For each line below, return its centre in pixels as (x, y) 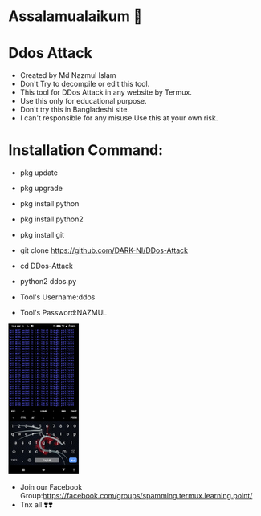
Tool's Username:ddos (57, 297)
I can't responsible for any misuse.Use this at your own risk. (119, 118)
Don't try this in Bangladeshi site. (75, 110)
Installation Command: (86, 150)
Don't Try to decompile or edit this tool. (85, 84)
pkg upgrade (41, 189)
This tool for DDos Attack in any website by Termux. (106, 92)
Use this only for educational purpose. (83, 101)
